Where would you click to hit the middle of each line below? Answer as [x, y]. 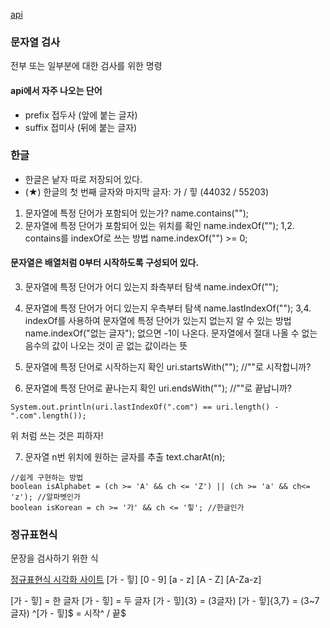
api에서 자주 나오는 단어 [56, 90]
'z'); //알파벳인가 [45, 497]
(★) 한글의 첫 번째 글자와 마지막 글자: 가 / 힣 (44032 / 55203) [147, 191]
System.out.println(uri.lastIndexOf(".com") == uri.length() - [145, 407]
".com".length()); [48, 416]
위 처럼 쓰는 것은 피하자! [57, 435]
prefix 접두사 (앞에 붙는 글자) [81, 115]
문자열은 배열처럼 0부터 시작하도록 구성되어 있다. [105, 263]
